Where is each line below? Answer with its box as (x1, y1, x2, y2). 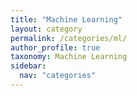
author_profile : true (10, 42, 101, 53)
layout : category (10, 24, 83, 34)
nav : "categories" (19, 71, 97, 81)
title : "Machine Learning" (10, 14, 123, 25)
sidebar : (10, 61, 47, 71)
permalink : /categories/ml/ (10, 33, 128, 43)
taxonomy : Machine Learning (10, 52, 128, 62)
